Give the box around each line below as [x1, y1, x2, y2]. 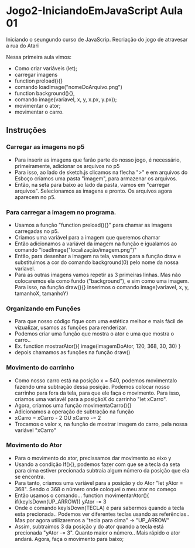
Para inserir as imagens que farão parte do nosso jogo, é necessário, [14, 156, 182, 163]
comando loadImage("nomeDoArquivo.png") [14, 83, 123, 90]
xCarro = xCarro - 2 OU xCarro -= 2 [14, 414, 101, 421]
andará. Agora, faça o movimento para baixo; [14, 535, 124, 542]
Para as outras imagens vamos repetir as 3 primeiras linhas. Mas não [14, 271, 182, 278]
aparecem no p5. [14, 193, 56, 200]
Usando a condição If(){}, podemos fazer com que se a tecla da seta [14, 461, 180, 468]
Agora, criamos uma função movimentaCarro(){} [14, 402, 132, 409]
